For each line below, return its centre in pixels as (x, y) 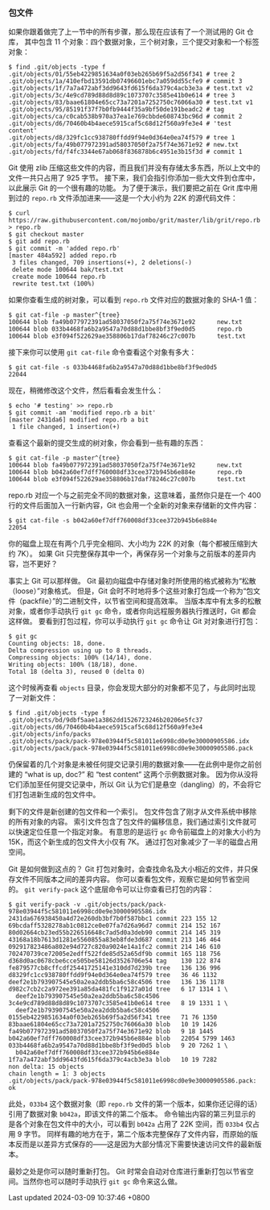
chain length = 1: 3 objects (57, 1074)
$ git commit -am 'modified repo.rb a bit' (82, 413)
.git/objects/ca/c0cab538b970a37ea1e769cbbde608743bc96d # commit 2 (125, 117)
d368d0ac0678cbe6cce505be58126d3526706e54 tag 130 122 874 (115, 961)
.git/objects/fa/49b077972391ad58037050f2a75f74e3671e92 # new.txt (124, 145)
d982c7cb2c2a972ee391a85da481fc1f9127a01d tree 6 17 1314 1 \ (118, 989)
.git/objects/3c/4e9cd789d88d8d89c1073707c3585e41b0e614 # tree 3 (122, 96)
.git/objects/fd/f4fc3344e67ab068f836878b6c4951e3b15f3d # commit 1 (125, 152)
